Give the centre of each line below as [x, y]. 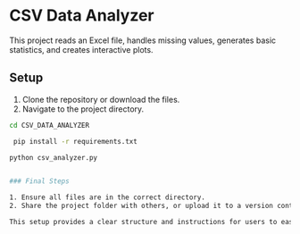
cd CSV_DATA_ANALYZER [50, 125]
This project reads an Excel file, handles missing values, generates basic [143, 40]
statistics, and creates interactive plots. [81, 49]
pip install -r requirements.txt [75, 141]
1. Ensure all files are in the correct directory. [107, 197]
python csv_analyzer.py [54, 157]
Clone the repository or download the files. [101, 99]
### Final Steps [39, 181]
